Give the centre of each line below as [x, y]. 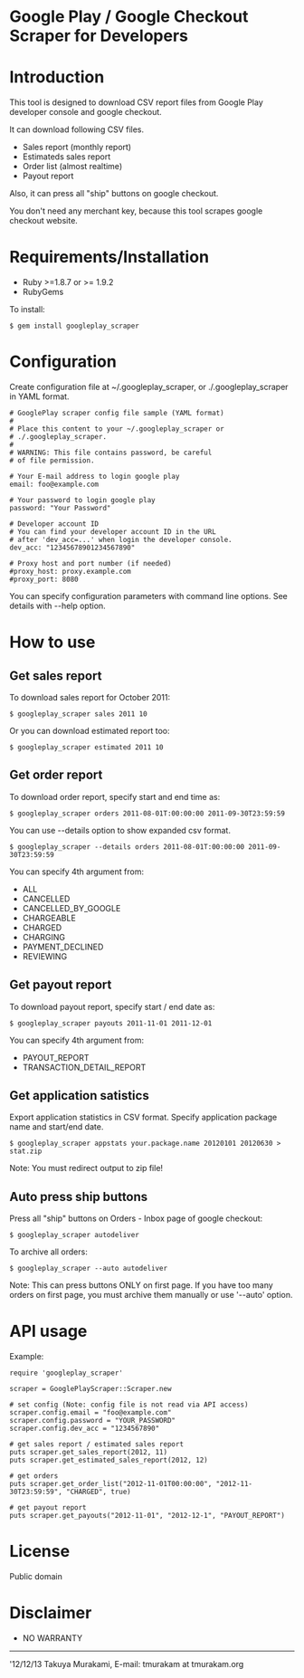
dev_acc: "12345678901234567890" [72, 548]
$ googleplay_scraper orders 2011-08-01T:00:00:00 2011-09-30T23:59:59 [147, 813]
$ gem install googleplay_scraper [75, 326]
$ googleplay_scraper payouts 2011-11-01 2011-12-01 [111, 1023]
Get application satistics [79, 1096]
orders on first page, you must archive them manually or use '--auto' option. [151, 1295]
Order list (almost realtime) [72, 167]
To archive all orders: [48, 1252]
